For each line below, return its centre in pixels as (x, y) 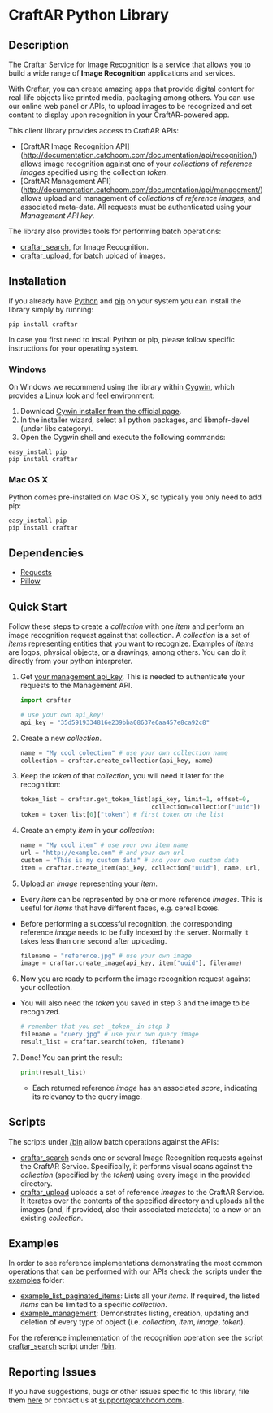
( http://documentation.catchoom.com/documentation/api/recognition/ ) (139, 155)
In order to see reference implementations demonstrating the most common (135, 1263)
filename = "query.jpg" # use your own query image (109, 1035)
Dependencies (46, 553)
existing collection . (52, 1218)
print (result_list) (53, 1072)
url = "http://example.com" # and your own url (102, 853)
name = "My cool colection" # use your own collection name (124, 753)
